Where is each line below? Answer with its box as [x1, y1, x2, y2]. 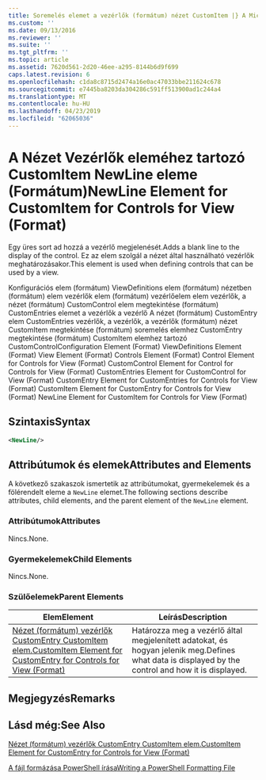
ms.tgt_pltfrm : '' [8, 48, 69, 56]
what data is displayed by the [131, 655, 241, 666]
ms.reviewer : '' [8, 33, 62, 42]
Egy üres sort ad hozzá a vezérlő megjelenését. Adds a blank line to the [8, 242, 240, 252]
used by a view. [8, 267, 59, 277]
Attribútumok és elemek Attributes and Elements [8, 458, 252, 471]
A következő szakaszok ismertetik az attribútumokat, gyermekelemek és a [8, 479, 250, 489]
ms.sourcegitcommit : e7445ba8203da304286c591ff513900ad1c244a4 [8, 85, 222, 93]
